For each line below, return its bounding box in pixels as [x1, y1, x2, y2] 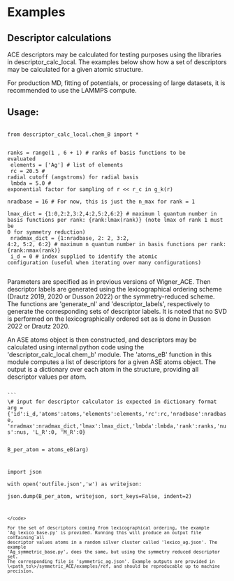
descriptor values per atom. [7, 372, 87, 381]
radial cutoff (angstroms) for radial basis [7, 174, 139, 181]
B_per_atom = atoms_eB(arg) [7, 446, 89, 453]
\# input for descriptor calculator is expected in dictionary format [7, 398, 217, 405]
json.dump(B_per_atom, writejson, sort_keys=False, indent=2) [7, 493, 192, 500]
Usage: [7, 106, 40, 119]
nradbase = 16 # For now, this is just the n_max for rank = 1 [7, 198, 196, 205]
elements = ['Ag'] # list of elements [10, 161, 124, 168]
